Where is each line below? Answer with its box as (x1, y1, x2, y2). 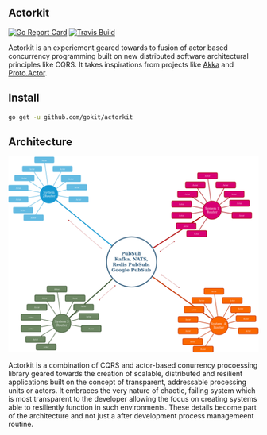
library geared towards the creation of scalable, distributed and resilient (8, 369, 243, 379)
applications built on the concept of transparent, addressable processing (8, 377, 247, 387)
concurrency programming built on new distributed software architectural (8, 51, 249, 60)
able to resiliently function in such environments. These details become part (8, 402, 257, 412)
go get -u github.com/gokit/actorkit (8, 113, 133, 121)
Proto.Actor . (8, 67, 48, 78)
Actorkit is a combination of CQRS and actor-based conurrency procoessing (8, 360, 258, 370)
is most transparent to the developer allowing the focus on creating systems (8, 395, 257, 404)
